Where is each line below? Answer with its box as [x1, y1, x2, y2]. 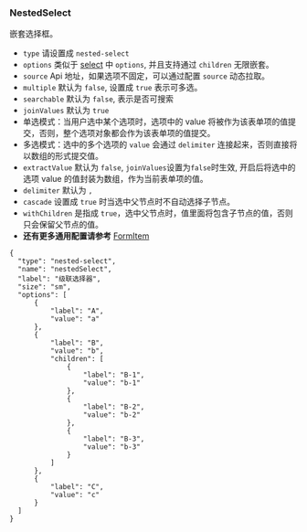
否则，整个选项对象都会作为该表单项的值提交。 [38, 128, 216, 139]
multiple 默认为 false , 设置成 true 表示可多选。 [22, 82, 203, 93]
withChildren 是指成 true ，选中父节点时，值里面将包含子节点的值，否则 [22, 207, 294, 218]
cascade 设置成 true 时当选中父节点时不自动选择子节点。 [22, 197, 236, 207]
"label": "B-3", [82, 434, 145, 444]
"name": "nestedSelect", [17, 265, 112, 274]
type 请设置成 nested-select [22, 48, 130, 59]
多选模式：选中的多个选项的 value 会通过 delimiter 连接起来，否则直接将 [22, 139, 298, 150]
